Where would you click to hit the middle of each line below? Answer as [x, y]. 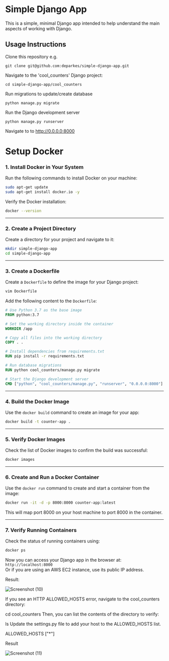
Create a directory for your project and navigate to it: [60, 239]
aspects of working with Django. [39, 28]
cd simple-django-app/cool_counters [44, 84]
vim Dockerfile [21, 291]
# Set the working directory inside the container [59, 324]
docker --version [23, 211]
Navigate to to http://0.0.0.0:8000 [40, 131]
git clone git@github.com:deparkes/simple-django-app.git [67, 66]
